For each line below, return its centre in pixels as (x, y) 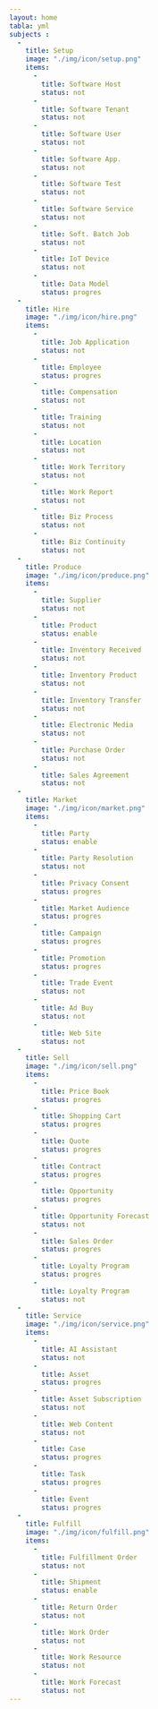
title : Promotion (73, 958)
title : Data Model (75, 284)
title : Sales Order (78, 1241)
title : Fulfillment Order (90, 1557)
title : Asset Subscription (91, 1399)
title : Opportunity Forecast (96, 1216)
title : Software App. (82, 159)
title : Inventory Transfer (91, 700)
